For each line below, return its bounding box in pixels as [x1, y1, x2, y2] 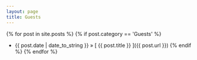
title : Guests [6, 14, 42, 20]
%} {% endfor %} [14, 48, 58, 55]
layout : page [6, 8, 39, 15]
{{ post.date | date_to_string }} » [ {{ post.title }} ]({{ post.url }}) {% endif [14, 42, 192, 49]
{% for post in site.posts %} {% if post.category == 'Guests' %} [6, 30, 162, 37]
